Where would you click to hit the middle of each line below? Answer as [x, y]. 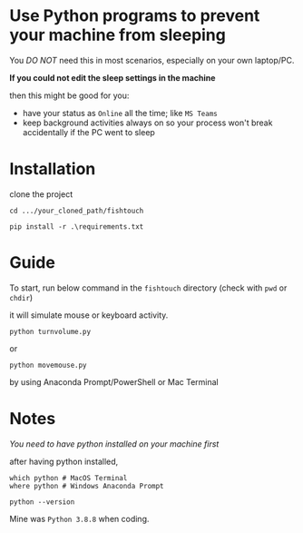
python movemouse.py [49, 365]
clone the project [41, 194]
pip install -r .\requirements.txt [77, 227]
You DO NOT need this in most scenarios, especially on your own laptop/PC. [152, 60]
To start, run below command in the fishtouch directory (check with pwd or [148, 288]
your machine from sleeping [118, 35]
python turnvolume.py [50, 331]
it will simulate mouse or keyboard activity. [89, 315]
